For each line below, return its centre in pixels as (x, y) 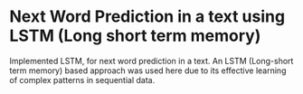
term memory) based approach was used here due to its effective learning (148, 70)
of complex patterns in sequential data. (82, 80)
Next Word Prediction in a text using (147, 17)
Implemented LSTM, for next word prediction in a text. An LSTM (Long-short (151, 61)
